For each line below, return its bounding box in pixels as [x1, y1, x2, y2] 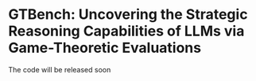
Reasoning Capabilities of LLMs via [8, 22, 245, 40]
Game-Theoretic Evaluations [8, 39, 201, 57]
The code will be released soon [8, 64, 111, 74]
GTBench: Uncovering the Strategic [8, 6, 248, 24]
